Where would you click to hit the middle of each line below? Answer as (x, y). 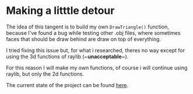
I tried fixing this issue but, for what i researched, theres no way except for (96, 50)
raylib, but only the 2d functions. (45, 74)
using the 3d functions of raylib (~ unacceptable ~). (67, 56)
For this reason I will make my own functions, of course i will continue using (97, 67)
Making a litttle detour (60, 11)
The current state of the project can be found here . (67, 85)
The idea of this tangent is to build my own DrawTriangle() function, (87, 27)
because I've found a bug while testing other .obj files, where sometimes (93, 32)
